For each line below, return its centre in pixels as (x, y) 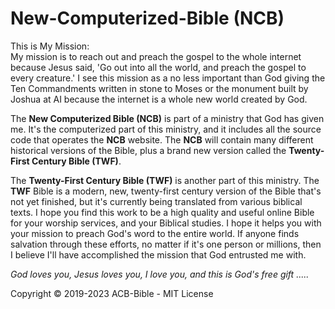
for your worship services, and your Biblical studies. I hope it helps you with (166, 223)
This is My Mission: (50, 46)
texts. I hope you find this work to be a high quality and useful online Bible (162, 212)
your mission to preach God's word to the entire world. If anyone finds (155, 233)
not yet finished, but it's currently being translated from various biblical (156, 201)
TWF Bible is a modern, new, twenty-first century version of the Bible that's (166, 191)
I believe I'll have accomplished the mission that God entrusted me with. (158, 254)
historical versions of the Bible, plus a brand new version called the (148, 150)
